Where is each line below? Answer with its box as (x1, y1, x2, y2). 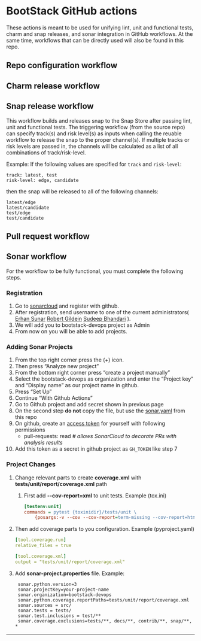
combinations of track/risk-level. (6, 148, 86, 156)
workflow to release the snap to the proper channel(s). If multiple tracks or (6, 136, 190, 143)
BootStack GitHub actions (6, 4, 138, 18)
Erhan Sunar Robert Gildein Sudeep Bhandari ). (14, 315, 131, 323)
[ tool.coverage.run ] (14, 537, 66, 543)
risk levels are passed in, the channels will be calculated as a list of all (6, 142, 178, 150)
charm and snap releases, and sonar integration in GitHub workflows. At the (6, 30, 193, 37)
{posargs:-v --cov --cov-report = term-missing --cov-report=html (35, 515, 199, 521)
